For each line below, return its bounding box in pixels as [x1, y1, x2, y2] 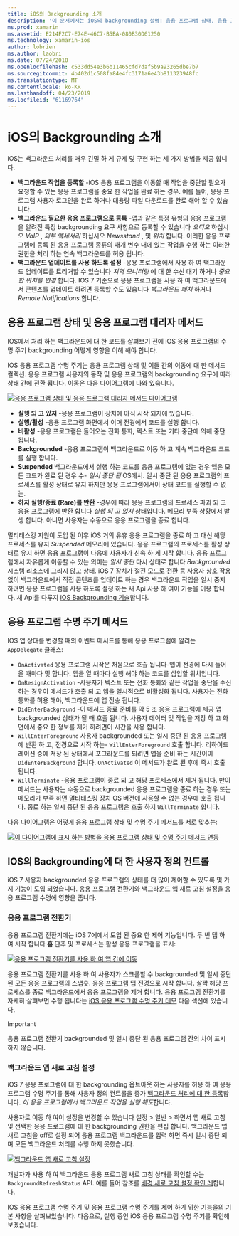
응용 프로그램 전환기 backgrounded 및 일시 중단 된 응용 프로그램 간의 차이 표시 [7, 1034, 226, 1042]
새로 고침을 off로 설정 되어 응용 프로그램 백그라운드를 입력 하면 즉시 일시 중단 [7, 1131, 221, 1139]
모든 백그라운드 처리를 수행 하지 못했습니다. [14, 1139, 135, 1148]
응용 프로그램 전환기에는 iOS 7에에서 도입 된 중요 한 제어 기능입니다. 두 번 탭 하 [7, 930, 225, 939]
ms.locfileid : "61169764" [7, 97, 84, 104]
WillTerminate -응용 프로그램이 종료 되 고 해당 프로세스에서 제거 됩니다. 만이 [17, 776, 231, 784]
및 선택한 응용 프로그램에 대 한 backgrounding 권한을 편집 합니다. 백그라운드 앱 [7, 1121, 228, 1130]
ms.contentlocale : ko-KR [7, 83, 81, 90]
